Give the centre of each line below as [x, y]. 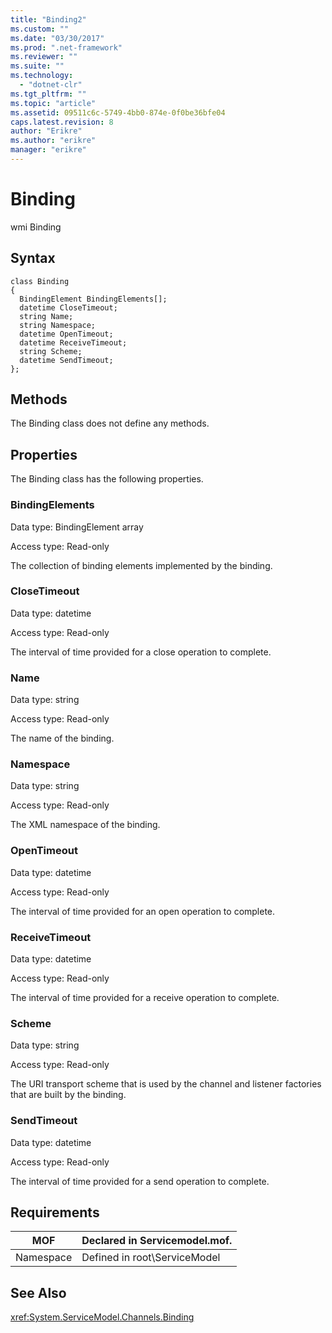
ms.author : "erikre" [53, 141]
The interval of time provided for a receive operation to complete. [145, 998]
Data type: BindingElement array [77, 527]
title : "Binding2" [48, 19]
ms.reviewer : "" [44, 57]
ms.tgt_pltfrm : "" [48, 94]
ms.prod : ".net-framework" [66, 47]
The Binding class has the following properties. [107, 479]
